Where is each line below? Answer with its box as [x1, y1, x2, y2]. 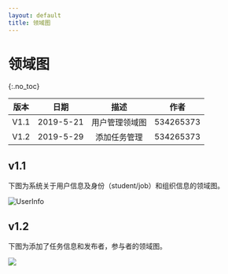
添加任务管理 [95, 131, 143, 143]
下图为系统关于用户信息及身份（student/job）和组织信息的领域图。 [8, 181, 225, 191]
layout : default [8, 11, 61, 20]
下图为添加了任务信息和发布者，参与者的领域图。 [8, 242, 167, 251]
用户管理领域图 [91, 117, 147, 128]
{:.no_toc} [8, 82, 40, 91]
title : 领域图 [8, 19, 51, 27]
